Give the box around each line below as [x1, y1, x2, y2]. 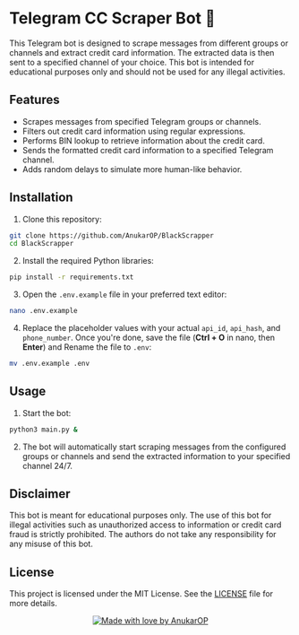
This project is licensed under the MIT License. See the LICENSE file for [9, 588, 274, 599]
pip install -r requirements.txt [9, 273, 134, 282]
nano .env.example [9, 307, 78, 316]
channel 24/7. [21, 460, 73, 471]
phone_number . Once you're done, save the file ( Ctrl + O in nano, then [21, 332, 276, 344]
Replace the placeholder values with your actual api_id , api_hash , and [21, 323, 281, 334]
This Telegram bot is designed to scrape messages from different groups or [9, 38, 289, 48]
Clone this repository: [21, 213, 102, 224]
